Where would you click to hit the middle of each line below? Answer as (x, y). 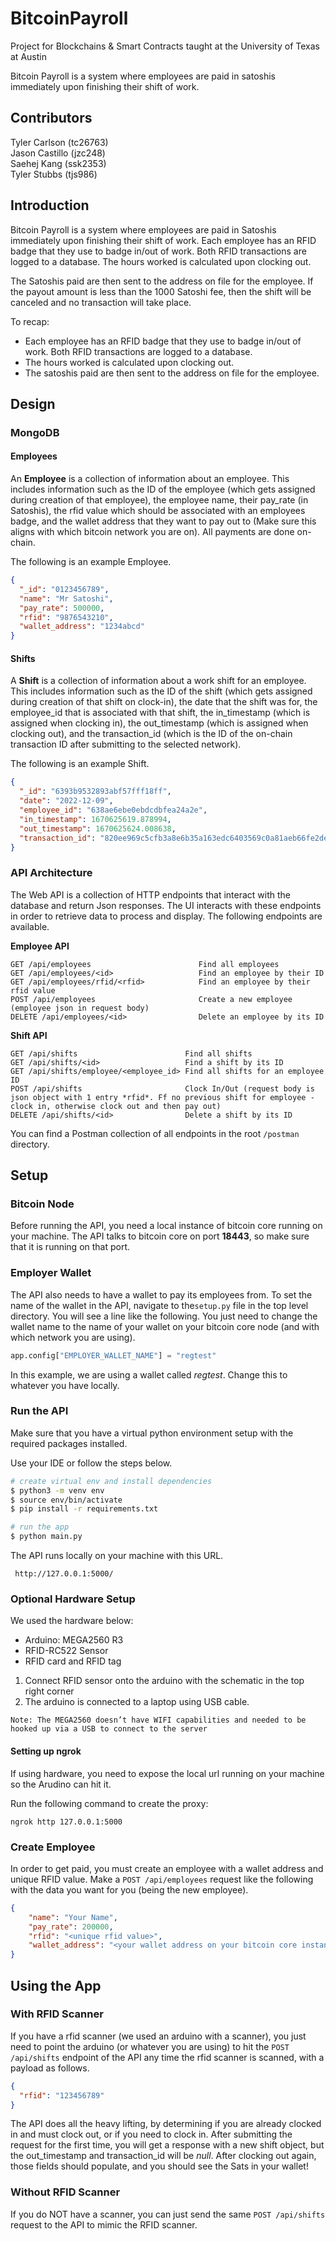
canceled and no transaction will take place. (101, 302)
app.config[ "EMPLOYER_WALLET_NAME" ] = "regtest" (113, 1355)
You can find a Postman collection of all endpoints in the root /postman (155, 1133)
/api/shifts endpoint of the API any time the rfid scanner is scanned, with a (167, 2057)
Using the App (56, 1985)
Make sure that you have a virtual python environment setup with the (152, 1433)
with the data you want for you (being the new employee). (129, 1889)
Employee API (40, 946)
